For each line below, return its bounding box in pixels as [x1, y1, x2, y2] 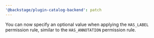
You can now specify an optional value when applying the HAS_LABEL [5, 21, 149, 27]
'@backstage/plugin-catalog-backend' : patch [5, 7, 102, 13]
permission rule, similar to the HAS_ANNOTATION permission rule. [5, 26, 137, 33]
